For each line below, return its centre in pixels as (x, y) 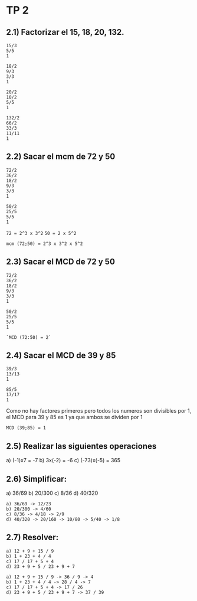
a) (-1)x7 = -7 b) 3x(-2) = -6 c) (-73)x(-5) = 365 (63, 460)
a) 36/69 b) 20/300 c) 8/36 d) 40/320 (52, 493)
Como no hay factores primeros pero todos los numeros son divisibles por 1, (99, 411)
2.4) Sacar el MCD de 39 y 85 (61, 356)
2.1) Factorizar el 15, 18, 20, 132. (65, 32)
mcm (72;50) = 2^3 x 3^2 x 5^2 (45, 244)
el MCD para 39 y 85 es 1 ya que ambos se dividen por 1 (74, 417)
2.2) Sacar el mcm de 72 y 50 (61, 157)
